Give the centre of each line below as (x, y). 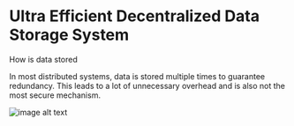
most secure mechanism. (55, 95)
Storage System (69, 35)
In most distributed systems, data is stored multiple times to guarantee (137, 76)
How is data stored (43, 59)
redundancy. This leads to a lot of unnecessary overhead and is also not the (147, 85)
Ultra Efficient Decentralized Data (135, 16)
